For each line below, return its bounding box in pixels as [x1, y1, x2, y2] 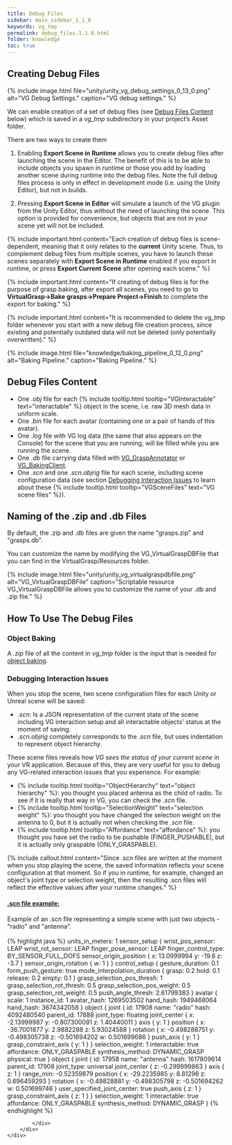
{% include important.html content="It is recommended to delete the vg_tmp [7, 313, 226, 321]
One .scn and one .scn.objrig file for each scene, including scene [17, 468, 204, 476]
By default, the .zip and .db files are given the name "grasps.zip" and [7, 528, 204, 537]
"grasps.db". [7, 536, 43, 544]
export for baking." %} [7, 300, 71, 308]
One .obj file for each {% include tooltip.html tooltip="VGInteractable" [17, 395, 216, 403]
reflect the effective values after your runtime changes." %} [7, 884, 177, 892]
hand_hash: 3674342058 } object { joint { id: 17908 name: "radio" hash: [7, 1003, 211, 1011]
